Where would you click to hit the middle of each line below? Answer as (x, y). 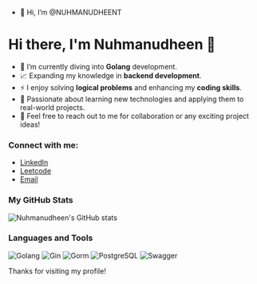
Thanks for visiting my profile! (57, 270)
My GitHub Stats (41, 200)
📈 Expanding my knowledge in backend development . (111, 75)
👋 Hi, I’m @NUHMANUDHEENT (71, 12)
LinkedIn (34, 163)
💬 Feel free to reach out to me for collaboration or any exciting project (134, 116)
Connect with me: (43, 145)
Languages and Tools (51, 238)
